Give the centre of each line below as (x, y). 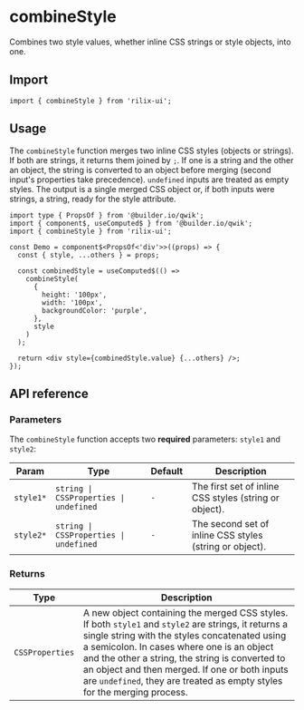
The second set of (230, 524)
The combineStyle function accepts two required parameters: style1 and (145, 439)
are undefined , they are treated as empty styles (183, 680)
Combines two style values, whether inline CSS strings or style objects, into (150, 42)
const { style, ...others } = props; (89, 255)
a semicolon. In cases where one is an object (178, 647)
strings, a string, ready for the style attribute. (93, 199)
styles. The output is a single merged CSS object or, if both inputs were (142, 189)
